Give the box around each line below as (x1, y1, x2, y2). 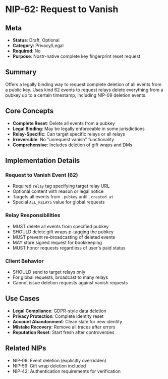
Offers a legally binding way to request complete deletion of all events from (5, 81, 161, 87)
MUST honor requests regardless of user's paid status (12, 244, 126, 251)
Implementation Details (5, 156, 80, 165)
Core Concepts (5, 107, 54, 115)
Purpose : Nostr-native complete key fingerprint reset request (12, 53, 140, 59)
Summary (5, 68, 37, 76)
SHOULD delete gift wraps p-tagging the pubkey (12, 229, 114, 235)
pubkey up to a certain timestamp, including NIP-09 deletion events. (5, 92, 147, 98)
